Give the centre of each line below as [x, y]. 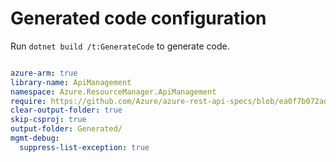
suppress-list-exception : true [84, 147]
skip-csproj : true [48, 120]
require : [28, 101]
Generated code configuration [138, 18]
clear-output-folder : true [66, 110]
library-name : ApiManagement [71, 82]
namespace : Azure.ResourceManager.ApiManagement [113, 92]
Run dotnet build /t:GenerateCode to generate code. [120, 46]
